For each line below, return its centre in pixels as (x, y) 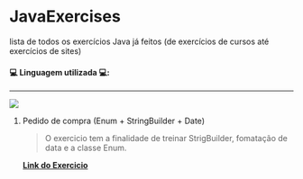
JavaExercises (65, 17)
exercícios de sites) (46, 50)
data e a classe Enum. (86, 148)
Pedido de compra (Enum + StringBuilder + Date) (114, 121)
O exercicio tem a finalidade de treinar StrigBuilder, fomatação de (166, 139)
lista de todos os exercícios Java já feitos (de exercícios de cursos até (139, 41)
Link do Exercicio (55, 166)
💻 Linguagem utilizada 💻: (60, 72)
